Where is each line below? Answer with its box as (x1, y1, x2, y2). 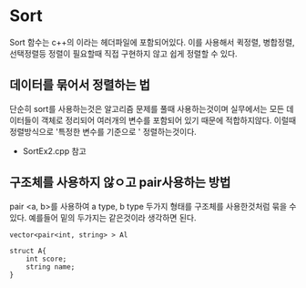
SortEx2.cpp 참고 (22, 145, 87, 156)
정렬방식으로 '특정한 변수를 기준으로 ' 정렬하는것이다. (9, 126, 198, 137)
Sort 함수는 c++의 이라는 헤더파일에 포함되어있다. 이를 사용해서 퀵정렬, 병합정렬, (9, 36, 295, 47)
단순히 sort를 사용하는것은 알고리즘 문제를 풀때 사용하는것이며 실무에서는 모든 (9, 103, 285, 114)
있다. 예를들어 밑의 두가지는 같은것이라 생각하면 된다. (9, 211, 197, 223)
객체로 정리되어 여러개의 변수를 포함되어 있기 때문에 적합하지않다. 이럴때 (40, 115, 297, 126)
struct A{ (9, 246, 47, 255)
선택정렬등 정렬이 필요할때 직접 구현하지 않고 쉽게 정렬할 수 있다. (9, 47, 239, 59)
